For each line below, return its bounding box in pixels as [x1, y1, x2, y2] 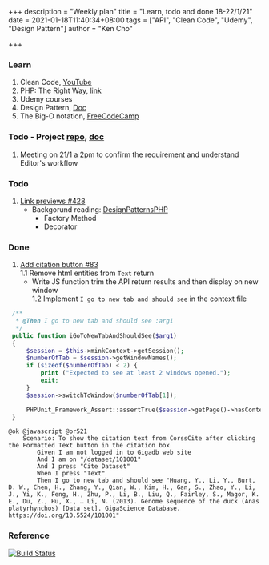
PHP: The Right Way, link [19, 86, 102, 95]
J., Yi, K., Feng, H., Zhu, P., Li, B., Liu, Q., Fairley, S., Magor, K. [8, 491, 260, 499]
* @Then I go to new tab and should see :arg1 [15, 317, 174, 325]
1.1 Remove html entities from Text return [19, 268, 155, 278]
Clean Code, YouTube [19, 78, 92, 87]
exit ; [40, 376, 59, 385]
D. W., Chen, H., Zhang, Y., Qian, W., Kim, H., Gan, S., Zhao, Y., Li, [8, 483, 256, 491]
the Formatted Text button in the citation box [8, 442, 171, 450]
